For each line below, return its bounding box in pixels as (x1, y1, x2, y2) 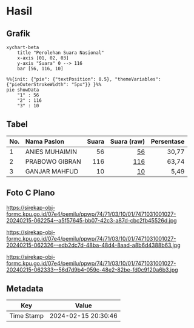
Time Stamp (9, 312, 44, 320)
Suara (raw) (110, 137, 145, 146)
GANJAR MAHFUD (25, 167, 79, 175)
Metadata (6, 284, 44, 294)
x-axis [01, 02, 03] (17, 55, 69, 61)
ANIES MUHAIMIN (25, 147, 78, 156)
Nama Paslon (25, 137, 65, 146)
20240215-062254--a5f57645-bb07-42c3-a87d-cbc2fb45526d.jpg (6, 216, 177, 224)
